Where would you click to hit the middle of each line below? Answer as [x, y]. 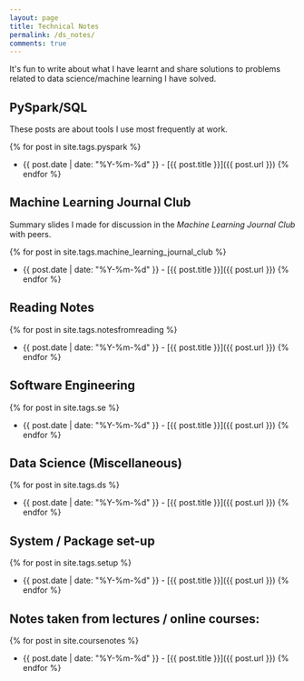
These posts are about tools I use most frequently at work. [119, 129]
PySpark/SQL [49, 107]
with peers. [30, 234]
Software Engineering [73, 386]
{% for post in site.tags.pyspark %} [75, 147]
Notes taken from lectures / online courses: [135, 619]
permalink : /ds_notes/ [52, 35]
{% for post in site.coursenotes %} [74, 640]
